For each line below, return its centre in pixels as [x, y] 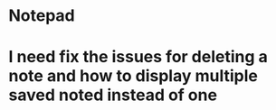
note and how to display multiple [133, 76]
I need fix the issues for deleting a [138, 57]
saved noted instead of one [113, 95]
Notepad [42, 16]
